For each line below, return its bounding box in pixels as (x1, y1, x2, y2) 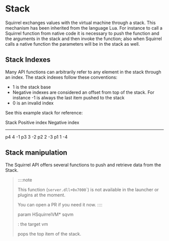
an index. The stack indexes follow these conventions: (5, 74, 118, 80)
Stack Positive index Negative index (5, 119, 79, 126)
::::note (17, 177, 33, 183)
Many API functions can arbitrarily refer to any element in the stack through (5, 69, 161, 75)
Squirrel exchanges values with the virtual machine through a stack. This (5, 20, 156, 26)
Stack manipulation (5, 149, 67, 157)
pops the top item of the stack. (17, 230, 81, 236)
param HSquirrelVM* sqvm (17, 211, 74, 217)
